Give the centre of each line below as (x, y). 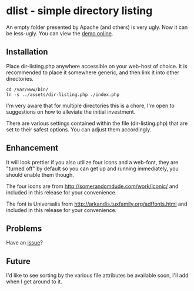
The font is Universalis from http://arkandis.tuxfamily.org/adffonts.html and (97, 204)
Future (19, 261)
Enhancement (32, 148)
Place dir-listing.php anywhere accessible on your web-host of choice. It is (97, 66)
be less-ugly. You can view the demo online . (60, 33)
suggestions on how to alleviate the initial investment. (71, 112)
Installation (27, 52)
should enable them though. (40, 174)
